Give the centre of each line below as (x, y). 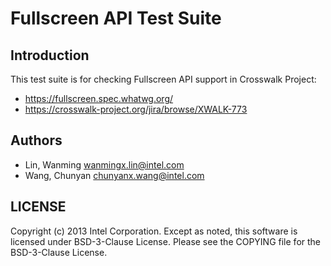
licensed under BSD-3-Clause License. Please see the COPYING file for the (166, 241)
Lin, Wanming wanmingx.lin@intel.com (104, 164)
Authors (36, 140)
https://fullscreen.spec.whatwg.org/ (99, 98)
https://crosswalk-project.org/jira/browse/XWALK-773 (136, 109)
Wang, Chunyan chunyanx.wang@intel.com (114, 175)
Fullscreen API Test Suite (116, 18)
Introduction (50, 55)
